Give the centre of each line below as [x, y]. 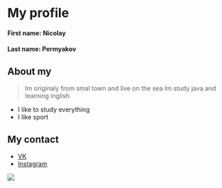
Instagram [32, 164]
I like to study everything [54, 110]
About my [29, 71]
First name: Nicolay [37, 33]
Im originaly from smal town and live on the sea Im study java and [120, 88]
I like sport [33, 117]
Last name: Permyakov [42, 49]
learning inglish [47, 96]
